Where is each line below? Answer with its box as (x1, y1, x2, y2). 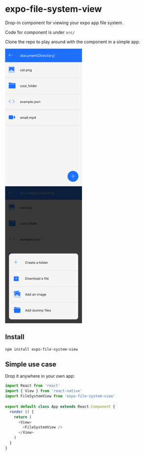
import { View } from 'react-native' (5, 389, 83, 393)
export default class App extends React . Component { (5, 404, 116, 409)
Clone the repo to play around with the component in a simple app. (5, 38, 140, 45)
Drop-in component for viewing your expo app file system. (5, 20, 124, 26)
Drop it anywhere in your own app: (5, 373, 75, 379)
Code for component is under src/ (5, 29, 75, 35)
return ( (14, 415, 32, 420)
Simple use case (5, 360, 57, 369)
